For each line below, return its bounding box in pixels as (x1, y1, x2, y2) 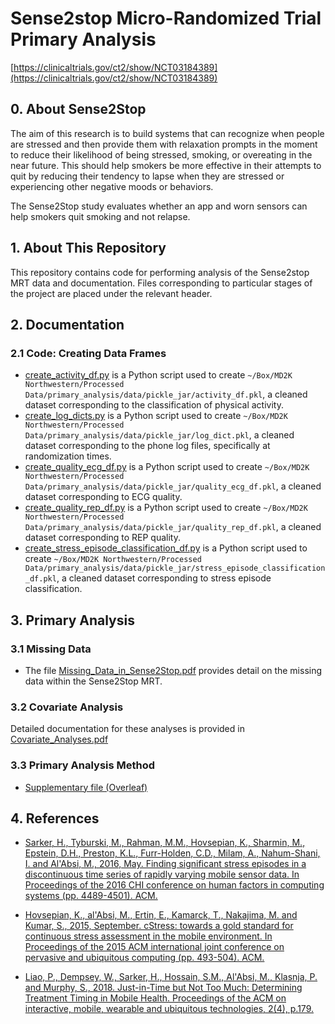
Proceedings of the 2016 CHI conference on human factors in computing (24, 879, 325, 891)
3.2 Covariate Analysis (10, 700, 124, 714)
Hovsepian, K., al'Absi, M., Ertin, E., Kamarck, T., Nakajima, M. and (24, 909, 298, 921)
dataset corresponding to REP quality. (24, 532, 181, 544)
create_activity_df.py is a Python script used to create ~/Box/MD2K (24, 369, 293, 381)
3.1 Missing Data (10, 642, 92, 656)
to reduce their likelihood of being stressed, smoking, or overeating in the (10, 148, 313, 161)
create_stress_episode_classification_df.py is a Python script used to (24, 542, 308, 554)
